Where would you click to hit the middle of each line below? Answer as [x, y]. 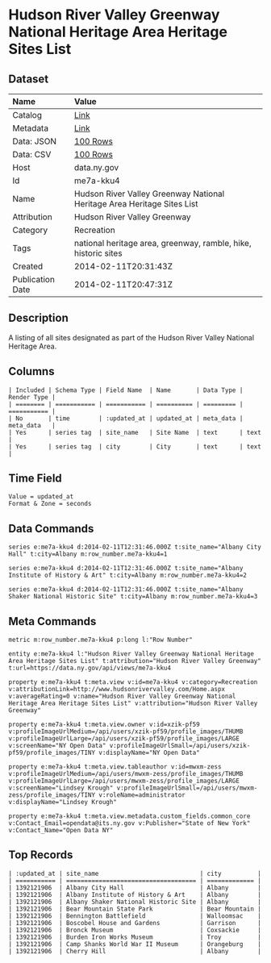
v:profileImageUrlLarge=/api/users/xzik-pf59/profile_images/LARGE [124, 739]
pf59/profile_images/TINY [52, 753]
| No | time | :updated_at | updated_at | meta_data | [126, 418]
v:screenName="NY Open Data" [57, 746]
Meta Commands [52, 621]
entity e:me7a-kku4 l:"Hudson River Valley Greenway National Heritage [131, 654]
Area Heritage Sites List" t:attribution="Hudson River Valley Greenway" [135, 661]
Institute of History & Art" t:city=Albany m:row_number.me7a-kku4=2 [128, 575]
